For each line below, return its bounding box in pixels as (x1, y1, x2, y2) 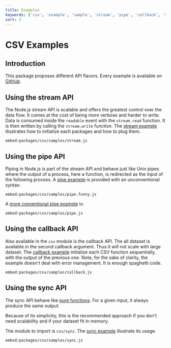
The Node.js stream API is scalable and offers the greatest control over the (5, 107, 162, 113)
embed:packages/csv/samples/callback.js (5, 269, 93, 275)
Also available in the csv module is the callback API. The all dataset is (5, 238, 150, 244)
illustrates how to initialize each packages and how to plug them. (5, 128, 141, 134)
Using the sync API (5, 284, 67, 292)
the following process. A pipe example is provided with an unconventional (5, 177, 160, 182)
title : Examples (5, 7, 40, 13)
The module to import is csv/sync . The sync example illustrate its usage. (5, 328, 156, 334)
